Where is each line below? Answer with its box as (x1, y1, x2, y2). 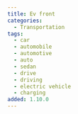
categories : (7, 17, 43, 24)
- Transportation (13, 23, 65, 30)
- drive (13, 69, 37, 76)
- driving (13, 76, 43, 84)
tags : (7, 30, 23, 38)
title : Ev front (7, 10, 55, 18)
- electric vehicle (13, 83, 72, 90)
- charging (13, 89, 46, 96)
